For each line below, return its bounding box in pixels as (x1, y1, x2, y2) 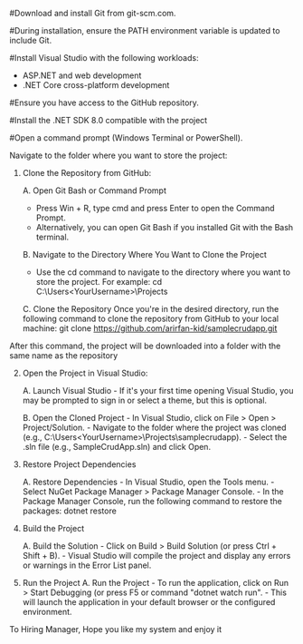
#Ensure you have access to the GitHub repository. (9, 97, 199, 108)
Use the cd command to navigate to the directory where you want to (35, 267, 291, 278)
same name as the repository (9, 350, 118, 361)
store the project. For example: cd (35, 277, 163, 287)
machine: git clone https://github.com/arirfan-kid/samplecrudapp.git (22, 323, 278, 334)
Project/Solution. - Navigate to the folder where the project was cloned (22, 422, 287, 433)
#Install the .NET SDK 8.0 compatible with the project (9, 115, 208, 125)
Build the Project (22, 523, 84, 533)
